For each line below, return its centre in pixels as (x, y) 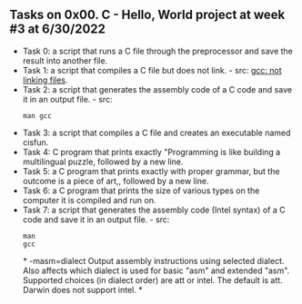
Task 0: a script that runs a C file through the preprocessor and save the (158, 51)
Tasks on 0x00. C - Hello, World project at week (147, 15)
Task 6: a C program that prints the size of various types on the (141, 191)
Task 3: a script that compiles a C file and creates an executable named (156, 132)
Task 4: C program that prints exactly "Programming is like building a (151, 152)
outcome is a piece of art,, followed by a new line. (116, 181)
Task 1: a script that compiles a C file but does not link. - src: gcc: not (152, 70)
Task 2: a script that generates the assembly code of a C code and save (157, 89)
